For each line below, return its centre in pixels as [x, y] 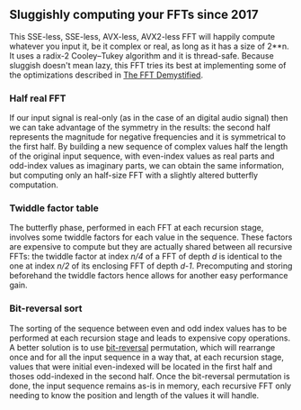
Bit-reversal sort [46, 308]
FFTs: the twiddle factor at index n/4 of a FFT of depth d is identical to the [146, 257]
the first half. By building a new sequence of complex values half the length [149, 147]
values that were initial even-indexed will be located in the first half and [141, 366]
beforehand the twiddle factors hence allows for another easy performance [149, 276]
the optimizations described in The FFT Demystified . [106, 75]
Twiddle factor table [54, 208]
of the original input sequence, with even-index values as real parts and [142, 156]
